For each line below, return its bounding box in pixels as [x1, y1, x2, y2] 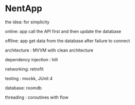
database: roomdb [5, 85, 42, 90]
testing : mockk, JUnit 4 [5, 75, 53, 81]
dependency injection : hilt [5, 56, 58, 62]
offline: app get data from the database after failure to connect [5, 37, 130, 44]
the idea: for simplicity [5, 19, 50, 25]
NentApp [5, 3, 42, 14]
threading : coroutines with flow [5, 94, 69, 100]
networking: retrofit [5, 66, 44, 72]
